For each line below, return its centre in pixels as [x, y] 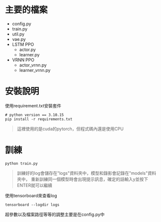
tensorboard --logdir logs [32, 205]
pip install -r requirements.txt [39, 119]
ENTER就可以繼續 [34, 185]
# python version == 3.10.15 [34, 115]
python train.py [21, 163]
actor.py [27, 50]
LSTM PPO [23, 44]
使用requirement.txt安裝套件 [33, 105]
